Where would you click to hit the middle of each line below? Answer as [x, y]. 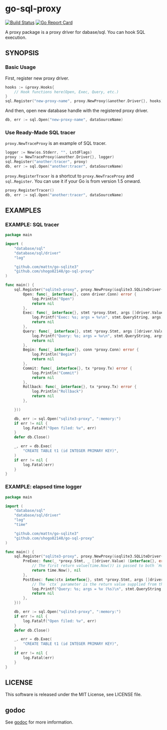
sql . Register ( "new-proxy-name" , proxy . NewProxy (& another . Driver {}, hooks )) [85, 101]
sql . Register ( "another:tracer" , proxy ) [46, 162]
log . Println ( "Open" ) [53, 299]
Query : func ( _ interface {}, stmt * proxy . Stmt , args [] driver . [89, 331]
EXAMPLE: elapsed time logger [43, 487]
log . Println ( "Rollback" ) [57, 391]
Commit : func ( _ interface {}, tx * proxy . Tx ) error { [78, 368]
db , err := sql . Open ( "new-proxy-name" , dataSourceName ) [64, 120]
